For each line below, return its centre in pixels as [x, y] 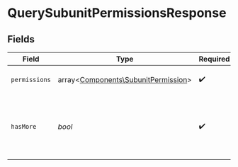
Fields [21, 39]
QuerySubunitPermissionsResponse [117, 13]
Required [214, 59]
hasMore [24, 126]
